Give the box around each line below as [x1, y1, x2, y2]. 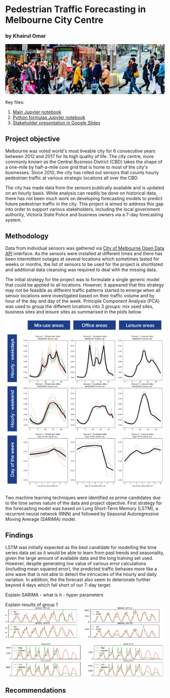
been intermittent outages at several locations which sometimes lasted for [5, 256, 159, 262]
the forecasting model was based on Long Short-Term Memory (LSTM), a [5, 506, 158, 512]
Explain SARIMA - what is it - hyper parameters [5, 592, 104, 598]
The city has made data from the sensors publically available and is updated [5, 185, 164, 191]
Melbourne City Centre [5, 14, 104, 26]
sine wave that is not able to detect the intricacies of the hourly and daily [5, 571, 157, 577]
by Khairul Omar [5, 32, 47, 40]
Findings [5, 531, 34, 539]
